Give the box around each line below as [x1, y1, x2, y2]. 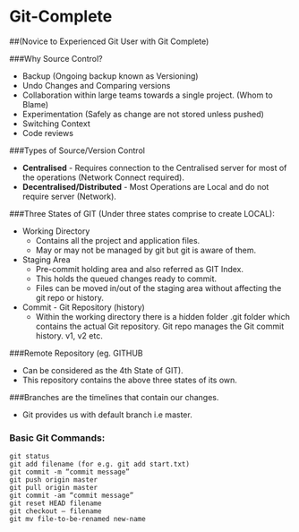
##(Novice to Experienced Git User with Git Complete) [9, 36, 209, 47]
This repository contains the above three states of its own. [21, 374, 237, 385]
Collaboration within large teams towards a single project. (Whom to [21, 90, 273, 100]
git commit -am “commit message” [9, 491, 134, 501]
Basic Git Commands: [9, 432, 106, 444]
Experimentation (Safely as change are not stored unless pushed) [21, 108, 264, 119]
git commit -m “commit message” [9, 468, 130, 476]
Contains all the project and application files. [35, 235, 201, 245]
